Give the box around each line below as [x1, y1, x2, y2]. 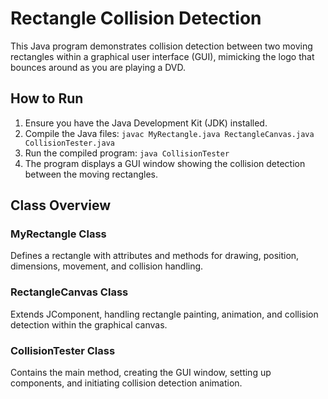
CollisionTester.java [24, 138, 115, 148]
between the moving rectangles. [24, 168, 158, 180]
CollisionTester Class [10, 343, 116, 357]
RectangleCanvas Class [10, 285, 129, 299]
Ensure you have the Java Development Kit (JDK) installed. [24, 117, 268, 129]
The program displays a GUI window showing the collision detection [24, 157, 306, 169]
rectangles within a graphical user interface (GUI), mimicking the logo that [10, 50, 315, 62]
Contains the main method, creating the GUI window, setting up [10, 367, 272, 379]
